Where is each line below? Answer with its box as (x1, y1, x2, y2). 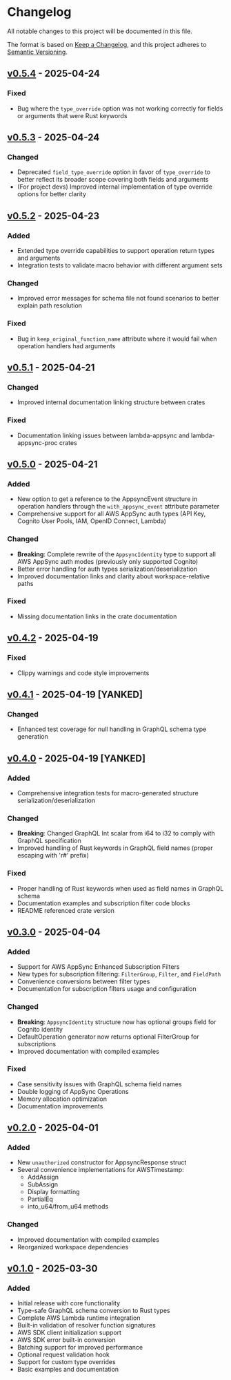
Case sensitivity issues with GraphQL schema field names (17, 1079, 182, 1088)
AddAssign (27, 1173, 59, 1182)
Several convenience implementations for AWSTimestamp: (17, 1166, 184, 1174)
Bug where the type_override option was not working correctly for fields (17, 104, 223, 113)
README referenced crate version (17, 906, 115, 914)
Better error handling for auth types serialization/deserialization (17, 565, 198, 573)
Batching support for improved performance (17, 1343, 143, 1352)
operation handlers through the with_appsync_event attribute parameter (17, 502, 220, 511)
